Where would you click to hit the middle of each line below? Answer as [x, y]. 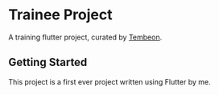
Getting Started [48, 62]
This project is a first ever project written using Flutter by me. [109, 81]
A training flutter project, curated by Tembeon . [85, 37]
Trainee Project [60, 15]
